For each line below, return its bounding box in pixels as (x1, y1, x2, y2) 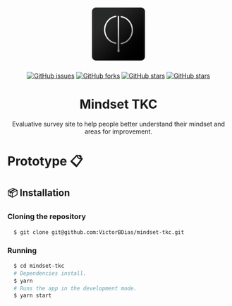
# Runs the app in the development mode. (13, 285, 138, 292)
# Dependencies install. (13, 269, 87, 277)
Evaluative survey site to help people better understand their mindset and (11, 119, 226, 128)
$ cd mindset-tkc (13, 262, 65, 269)
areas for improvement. (84, 127, 153, 136)
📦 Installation (7, 187, 71, 199)
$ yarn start (13, 292, 52, 300)
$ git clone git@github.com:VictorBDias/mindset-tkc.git (13, 228, 185, 236)
